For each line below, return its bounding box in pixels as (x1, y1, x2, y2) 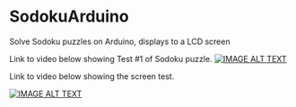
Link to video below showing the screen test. (9, 70, 175, 82)
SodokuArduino (9, 6, 129, 27)
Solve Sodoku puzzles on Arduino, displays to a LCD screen (9, 36, 231, 47)
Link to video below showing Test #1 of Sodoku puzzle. (9, 53, 213, 64)
